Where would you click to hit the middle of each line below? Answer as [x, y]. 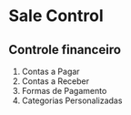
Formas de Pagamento [64, 91]
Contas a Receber [55, 81]
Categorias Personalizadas [72, 100]
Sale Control [56, 16]
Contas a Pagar [50, 71]
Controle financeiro [65, 50]
